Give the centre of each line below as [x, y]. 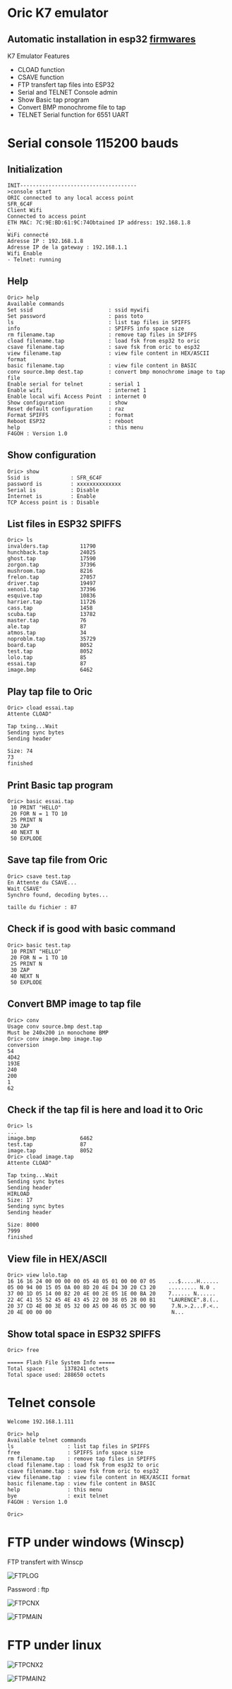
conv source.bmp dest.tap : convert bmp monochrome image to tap [116, 372]
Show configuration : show [68, 403]
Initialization [35, 169]
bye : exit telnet [58, 1495]
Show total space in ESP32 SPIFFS [84, 1334]
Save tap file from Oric [57, 860]
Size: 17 [20, 1200]
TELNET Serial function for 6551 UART [73, 115]
